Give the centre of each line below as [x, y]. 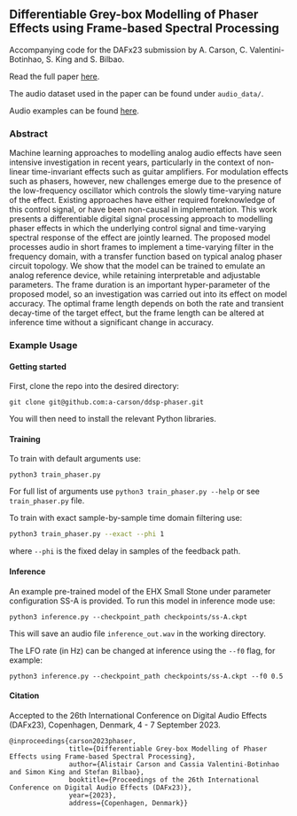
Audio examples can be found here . [74, 111]
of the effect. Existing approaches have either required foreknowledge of [142, 200]
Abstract [29, 134]
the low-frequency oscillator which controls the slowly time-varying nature [145, 190]
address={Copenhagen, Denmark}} [129, 803]
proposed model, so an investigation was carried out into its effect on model [148, 294]
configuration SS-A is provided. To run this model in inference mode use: [142, 601]
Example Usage [43, 346]
